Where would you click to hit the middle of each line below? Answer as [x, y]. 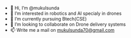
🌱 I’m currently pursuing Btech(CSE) [49, 19]
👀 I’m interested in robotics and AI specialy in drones [66, 13]
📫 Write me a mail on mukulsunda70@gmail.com [62, 30]
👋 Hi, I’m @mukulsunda [35, 8]
